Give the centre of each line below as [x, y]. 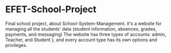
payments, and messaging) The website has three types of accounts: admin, [86, 34]
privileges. [16, 45]
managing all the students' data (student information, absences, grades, [81, 29]
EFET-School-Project [51, 9]
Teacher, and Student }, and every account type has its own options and [81, 40]
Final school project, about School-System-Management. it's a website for [83, 23]
